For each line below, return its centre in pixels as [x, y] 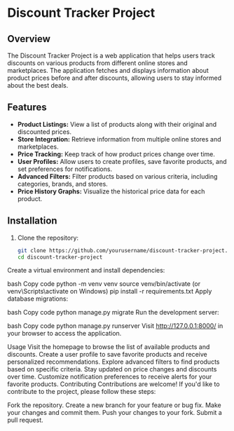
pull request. [25, 420]
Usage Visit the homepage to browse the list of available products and [109, 347]
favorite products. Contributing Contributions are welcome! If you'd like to [113, 384]
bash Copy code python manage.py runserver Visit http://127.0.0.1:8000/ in [115, 326]
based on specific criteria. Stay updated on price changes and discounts [112, 369]
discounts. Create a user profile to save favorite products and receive [108, 355]
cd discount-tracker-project [60, 257]
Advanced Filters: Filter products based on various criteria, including [117, 176]
